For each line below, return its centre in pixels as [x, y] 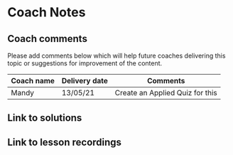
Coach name [33, 81]
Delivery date [85, 81]
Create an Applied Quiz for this [166, 93]
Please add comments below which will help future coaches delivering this [116, 55]
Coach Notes [47, 12]
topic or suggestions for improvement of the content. [85, 63]
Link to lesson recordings [65, 142]
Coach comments [47, 39]
